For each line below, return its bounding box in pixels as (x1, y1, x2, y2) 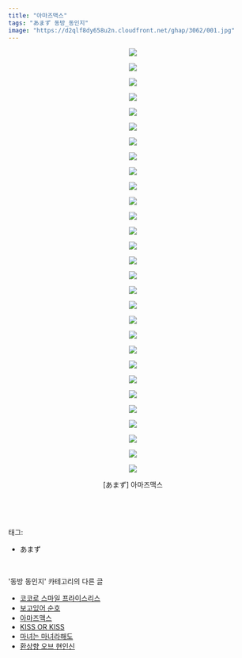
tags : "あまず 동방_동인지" (8, 19, 89, 27)
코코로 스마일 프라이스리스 (19, 594, 101, 603)
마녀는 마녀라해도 (19, 632, 74, 641)
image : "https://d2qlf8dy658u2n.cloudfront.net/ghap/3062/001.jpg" (8, 26, 236, 34)
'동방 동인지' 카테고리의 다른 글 (8, 576, 104, 587)
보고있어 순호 (19, 603, 61, 613)
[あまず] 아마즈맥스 (102, 480, 164, 490)
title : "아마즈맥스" (8, 11, 68, 20)
